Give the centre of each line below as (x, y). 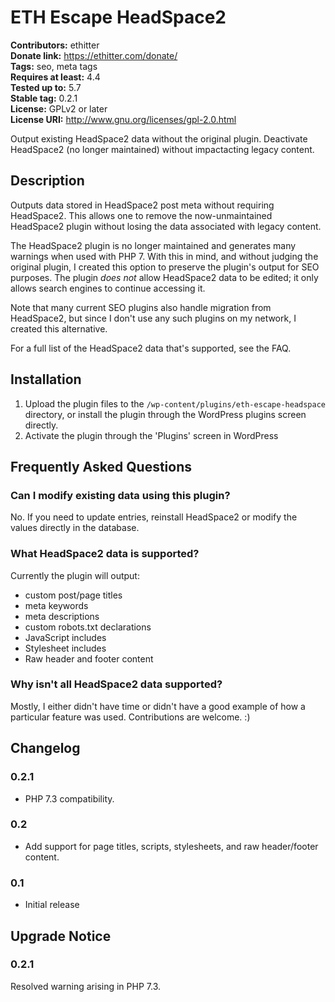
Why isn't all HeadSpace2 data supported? (116, 684)
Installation (46, 379)
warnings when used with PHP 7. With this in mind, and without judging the (164, 256)
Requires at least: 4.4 (55, 77)
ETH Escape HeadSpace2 (118, 17)
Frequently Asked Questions (101, 466)
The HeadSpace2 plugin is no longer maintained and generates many (153, 245)
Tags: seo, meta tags (54, 66)
